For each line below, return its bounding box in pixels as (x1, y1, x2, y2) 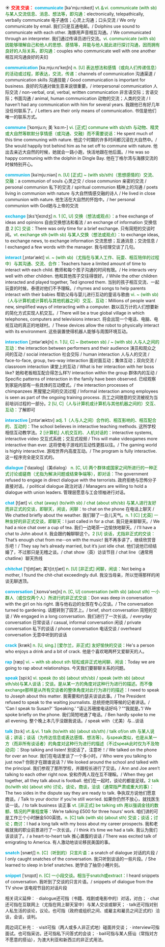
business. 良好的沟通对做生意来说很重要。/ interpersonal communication (5, 83, 152, 89)
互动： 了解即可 (5, 407, 35, 412)
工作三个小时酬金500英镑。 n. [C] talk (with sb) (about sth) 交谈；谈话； (9, 815, 154, 820)
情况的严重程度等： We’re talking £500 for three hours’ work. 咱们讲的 (13, 808, 154, 814)
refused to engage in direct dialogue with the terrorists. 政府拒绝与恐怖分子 (5, 477, 157, 483)
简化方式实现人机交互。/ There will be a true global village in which (9, 310, 145, 316)
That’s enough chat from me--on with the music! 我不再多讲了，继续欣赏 (5, 537, 152, 543)
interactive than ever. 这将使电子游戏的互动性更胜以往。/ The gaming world (5, 442, 157, 448)
